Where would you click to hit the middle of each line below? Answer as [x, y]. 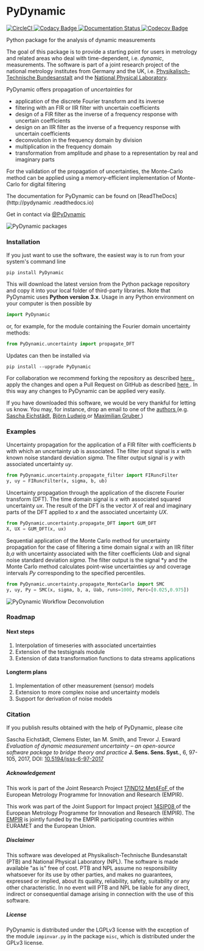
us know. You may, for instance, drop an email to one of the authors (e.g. [97, 409]
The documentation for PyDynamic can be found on [72, 196]
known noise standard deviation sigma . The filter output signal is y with [96, 458]
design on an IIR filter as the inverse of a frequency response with [98, 127]
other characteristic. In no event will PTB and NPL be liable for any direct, [98, 888]
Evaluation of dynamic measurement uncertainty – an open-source [91, 746]
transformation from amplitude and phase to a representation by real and [106, 153]
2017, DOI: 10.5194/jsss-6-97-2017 [61, 759]
